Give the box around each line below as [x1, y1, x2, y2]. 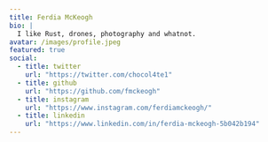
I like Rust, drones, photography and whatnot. [17, 29, 197, 38]
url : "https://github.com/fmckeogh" [25, 86, 162, 95]
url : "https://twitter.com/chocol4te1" [25, 71, 173, 79]
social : [9, 54, 38, 63]
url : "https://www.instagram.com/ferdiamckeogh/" [25, 103, 213, 112]
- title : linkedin [17, 111, 86, 120]
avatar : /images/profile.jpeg [9, 37, 122, 47]
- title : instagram [17, 94, 90, 104]
